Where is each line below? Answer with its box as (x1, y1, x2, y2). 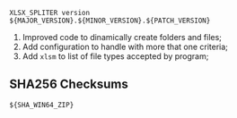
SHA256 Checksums (9, 77, 128, 92)
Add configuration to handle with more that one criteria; (22, 41, 229, 52)
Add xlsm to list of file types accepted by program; (22, 51, 209, 62)
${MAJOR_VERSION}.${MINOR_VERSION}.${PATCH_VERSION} (9, 16, 211, 25)
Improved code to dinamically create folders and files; (22, 32, 223, 42)
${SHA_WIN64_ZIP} (9, 100, 75, 109)
